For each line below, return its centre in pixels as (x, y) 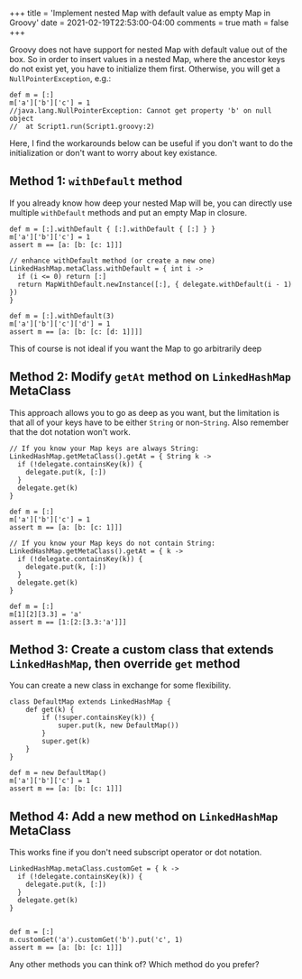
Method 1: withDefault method (96, 181)
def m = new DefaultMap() (58, 773)
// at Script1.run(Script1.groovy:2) (82, 126)
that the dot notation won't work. (70, 431)
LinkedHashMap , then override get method (125, 664)
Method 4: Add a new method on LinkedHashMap (144, 816)
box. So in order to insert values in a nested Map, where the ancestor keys (147, 59)
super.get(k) (66, 742)
